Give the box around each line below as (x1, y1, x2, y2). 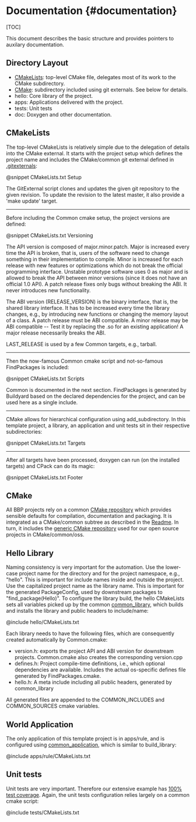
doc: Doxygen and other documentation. (14, 111, 112, 118)
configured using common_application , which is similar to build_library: (6, 741, 177, 748)
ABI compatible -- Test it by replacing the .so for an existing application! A (6, 323, 184, 330)
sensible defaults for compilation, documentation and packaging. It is (6, 513, 172, 520)
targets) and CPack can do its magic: (6, 462, 95, 469)
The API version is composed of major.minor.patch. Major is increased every (6, 243, 190, 250)
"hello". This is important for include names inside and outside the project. (6, 576, 184, 584)
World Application (6, 719, 74, 729)
